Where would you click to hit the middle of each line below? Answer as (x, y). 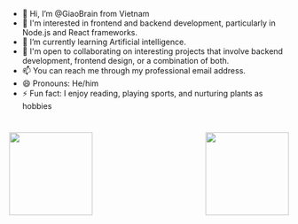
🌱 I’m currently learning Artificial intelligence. (104, 42)
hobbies (37, 106)
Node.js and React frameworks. (80, 32)
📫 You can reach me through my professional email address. (134, 70)
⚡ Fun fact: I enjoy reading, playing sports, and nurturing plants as (142, 93)
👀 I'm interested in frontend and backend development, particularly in (149, 23)
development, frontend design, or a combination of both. (125, 61)
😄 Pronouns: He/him (60, 83)
